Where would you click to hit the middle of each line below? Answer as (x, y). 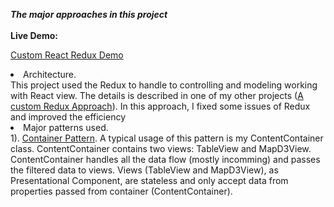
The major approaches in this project (89, 14)
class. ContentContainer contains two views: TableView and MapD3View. (161, 148)
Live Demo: (34, 35)
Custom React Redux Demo (67, 55)
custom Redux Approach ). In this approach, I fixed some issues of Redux (160, 106)
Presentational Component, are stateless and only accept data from (149, 180)
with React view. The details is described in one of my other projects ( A (157, 95)
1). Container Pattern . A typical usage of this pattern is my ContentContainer (167, 138)
